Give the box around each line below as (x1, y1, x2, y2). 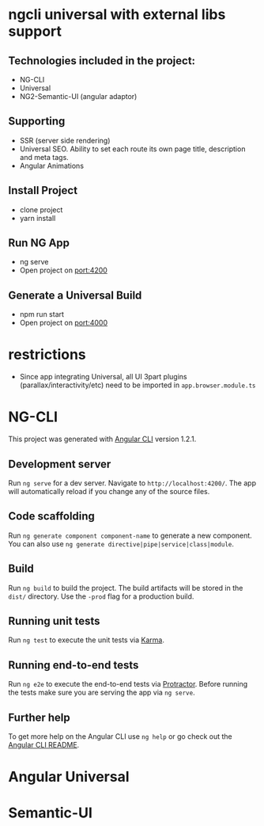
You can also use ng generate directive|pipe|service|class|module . (8, 539, 235, 548)
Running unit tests (8, 614, 100, 627)
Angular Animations (19, 161, 85, 170)
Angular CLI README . (8, 740, 80, 749)
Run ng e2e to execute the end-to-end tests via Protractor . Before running (8, 679, 248, 689)
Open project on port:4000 (19, 318, 108, 328)
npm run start (19, 310, 65, 319)
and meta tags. (19, 152, 69, 162)
